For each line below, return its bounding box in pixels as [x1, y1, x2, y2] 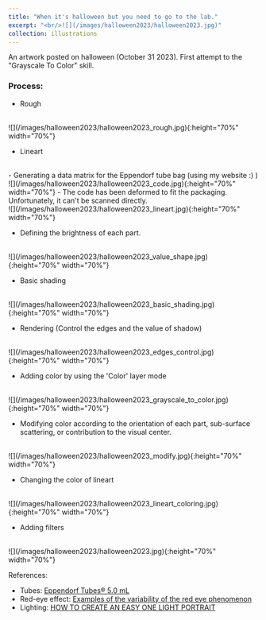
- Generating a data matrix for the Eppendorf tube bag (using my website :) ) [8, 170, 258, 180]
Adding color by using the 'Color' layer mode [19, 370, 167, 381]
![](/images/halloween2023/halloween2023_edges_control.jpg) [8, 347, 214, 357]
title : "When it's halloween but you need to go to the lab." [8, 13, 218, 21]
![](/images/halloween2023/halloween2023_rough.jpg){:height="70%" [8, 122, 239, 132]
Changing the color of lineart [19, 475, 114, 484]
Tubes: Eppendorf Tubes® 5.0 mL [19, 585, 129, 595]
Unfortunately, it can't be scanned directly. [8, 196, 148, 205]
